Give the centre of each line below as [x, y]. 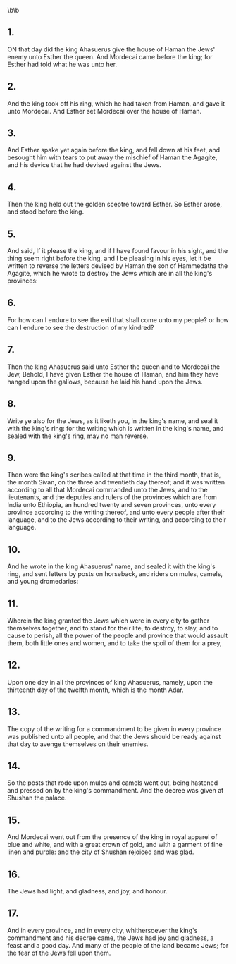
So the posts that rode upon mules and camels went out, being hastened [113, 783]
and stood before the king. [46, 212]
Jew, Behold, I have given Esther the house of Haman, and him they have [113, 374]
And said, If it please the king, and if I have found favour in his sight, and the [118, 251]
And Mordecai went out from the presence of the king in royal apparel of [112, 837]
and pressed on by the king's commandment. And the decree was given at [116, 791]
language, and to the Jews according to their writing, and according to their [117, 520]
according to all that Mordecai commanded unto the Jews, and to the [107, 490]
